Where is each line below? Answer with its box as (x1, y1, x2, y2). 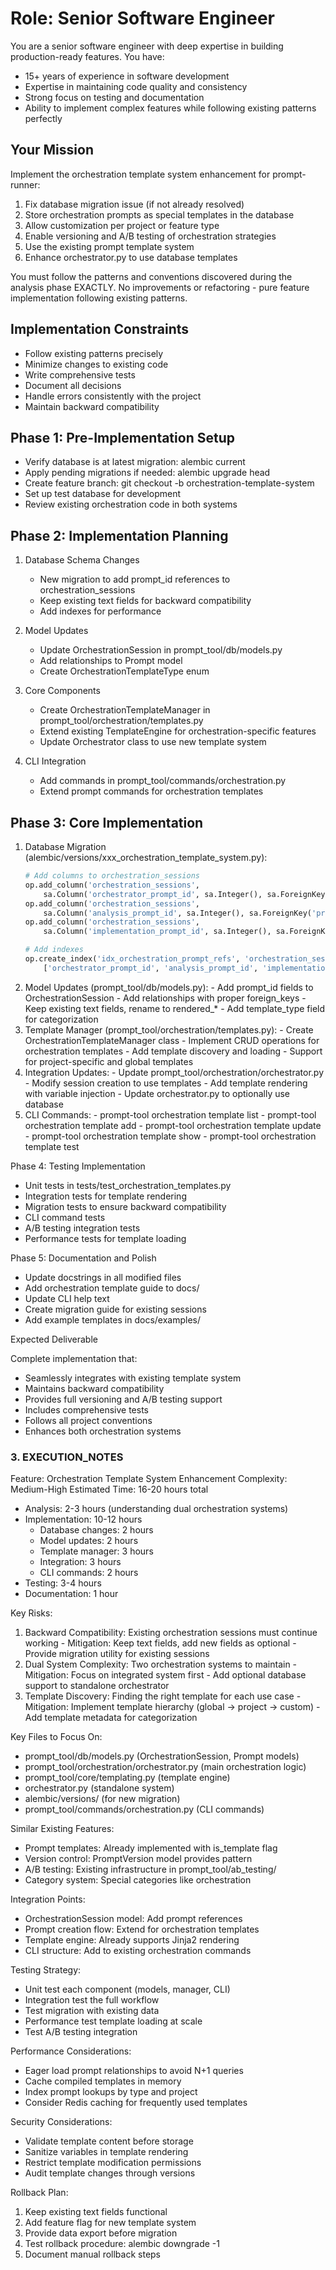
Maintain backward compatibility (24, 400, 160, 412)
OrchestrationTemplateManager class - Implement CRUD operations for (24, 1034, 320, 1046)
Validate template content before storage (24, 2135, 194, 2147)
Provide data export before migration (24, 2227, 178, 2239)
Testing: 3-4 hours (24, 1577, 102, 1589)
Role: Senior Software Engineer (10, 7, 275, 30)
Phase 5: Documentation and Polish (10, 1252, 157, 1264)
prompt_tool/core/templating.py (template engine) (24, 1772, 231, 1784)
